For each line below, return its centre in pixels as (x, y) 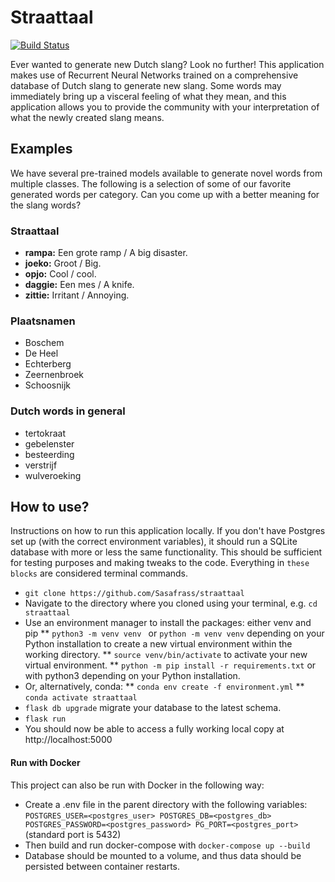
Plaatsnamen (43, 321)
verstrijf (41, 465)
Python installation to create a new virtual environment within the (158, 644)
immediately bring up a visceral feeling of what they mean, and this (148, 96)
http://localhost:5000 (68, 740)
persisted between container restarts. (102, 866)
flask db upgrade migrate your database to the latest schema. (153, 708)
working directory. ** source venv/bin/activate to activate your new (166, 655)
